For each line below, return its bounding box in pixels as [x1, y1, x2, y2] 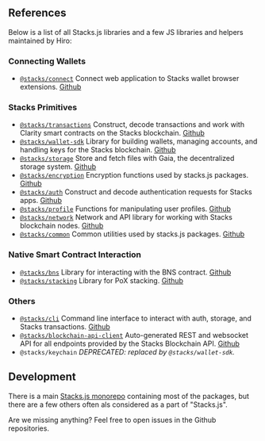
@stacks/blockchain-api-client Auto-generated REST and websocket [19, 331, 248, 339]
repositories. [8, 424, 50, 433]
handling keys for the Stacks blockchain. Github [19, 145, 176, 155]
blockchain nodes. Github [19, 221, 104, 231]
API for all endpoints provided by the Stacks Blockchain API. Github [19, 339, 240, 348]
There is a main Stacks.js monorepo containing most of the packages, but [8, 391, 250, 401]
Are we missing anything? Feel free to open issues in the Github [8, 415, 217, 424]
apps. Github [19, 196, 62, 205]
